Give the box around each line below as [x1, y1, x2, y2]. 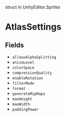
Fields [5, 41, 24, 49]
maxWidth [12, 102, 30, 107]
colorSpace [12, 65, 35, 70]
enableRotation [12, 76, 44, 81]
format [12, 86, 26, 91]
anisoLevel [12, 60, 35, 65]
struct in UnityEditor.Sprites [5, 4, 61, 10]
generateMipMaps [12, 91, 45, 96]
